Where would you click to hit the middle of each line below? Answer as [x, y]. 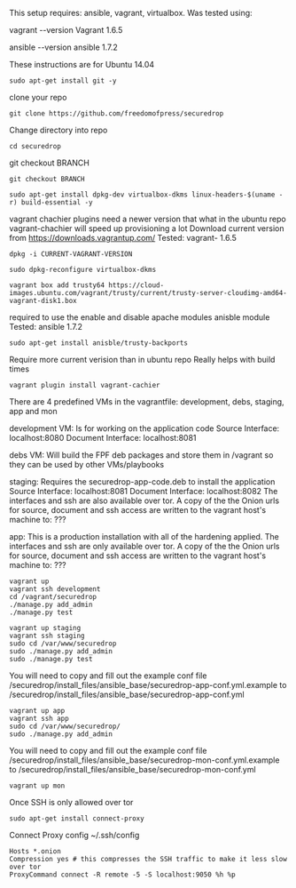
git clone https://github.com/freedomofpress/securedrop [117, 114]
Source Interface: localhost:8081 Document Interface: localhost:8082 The [144, 491]
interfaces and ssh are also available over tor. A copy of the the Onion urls [144, 500]
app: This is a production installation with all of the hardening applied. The [144, 536]
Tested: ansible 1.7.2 [46, 327]
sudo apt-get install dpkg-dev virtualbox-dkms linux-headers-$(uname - [146, 195]
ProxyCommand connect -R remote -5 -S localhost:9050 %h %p [123, 875]
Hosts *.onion [35, 852]
